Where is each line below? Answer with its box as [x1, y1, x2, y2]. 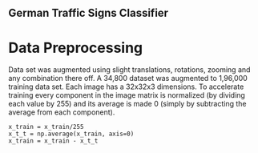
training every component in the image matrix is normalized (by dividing [8, 91, 246, 100]
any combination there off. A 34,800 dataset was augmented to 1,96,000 [8, 74, 248, 83]
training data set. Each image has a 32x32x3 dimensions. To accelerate [8, 82, 244, 91]
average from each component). [8, 107, 115, 117]
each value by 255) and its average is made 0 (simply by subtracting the [8, 99, 247, 109]
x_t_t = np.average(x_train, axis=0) [8, 130, 135, 139]
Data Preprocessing [8, 38, 143, 57]
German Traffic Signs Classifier [8, 6, 169, 20]
